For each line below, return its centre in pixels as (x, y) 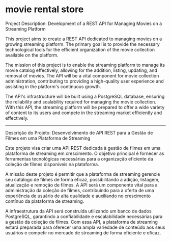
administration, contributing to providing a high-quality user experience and (84, 81)
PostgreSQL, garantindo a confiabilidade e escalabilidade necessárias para (84, 216)
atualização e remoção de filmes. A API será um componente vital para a (81, 185)
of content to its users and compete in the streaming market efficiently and (84, 113)
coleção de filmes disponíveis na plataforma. (52, 164)
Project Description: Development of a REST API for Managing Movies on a (84, 23)
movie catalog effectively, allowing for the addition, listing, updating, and (81, 70)
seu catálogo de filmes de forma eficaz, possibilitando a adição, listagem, (82, 179)
